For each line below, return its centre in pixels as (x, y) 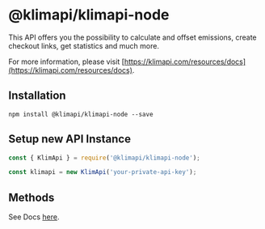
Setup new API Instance (70, 139)
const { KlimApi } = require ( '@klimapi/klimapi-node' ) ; (104, 158)
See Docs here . (34, 217)
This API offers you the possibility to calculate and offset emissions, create (132, 37)
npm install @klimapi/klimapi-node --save (81, 114)
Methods (32, 197)
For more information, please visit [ (67, 61)
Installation (37, 96)
